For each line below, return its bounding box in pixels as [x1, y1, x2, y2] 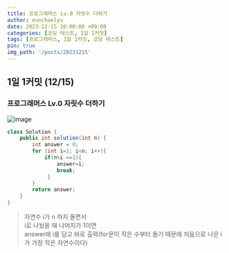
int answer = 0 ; [32, 141, 79, 148]
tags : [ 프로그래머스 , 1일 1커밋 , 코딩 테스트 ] [7, 36, 123, 43]
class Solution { [7, 128, 57, 135]
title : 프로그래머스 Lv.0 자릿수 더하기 [7, 10, 108, 17]
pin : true [7, 42, 36, 49]
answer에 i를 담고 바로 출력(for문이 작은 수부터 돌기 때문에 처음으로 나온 [24, 230, 219, 238]
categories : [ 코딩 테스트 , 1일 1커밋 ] [7, 29, 107, 37]
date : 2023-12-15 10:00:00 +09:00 [7, 23, 107, 30]
